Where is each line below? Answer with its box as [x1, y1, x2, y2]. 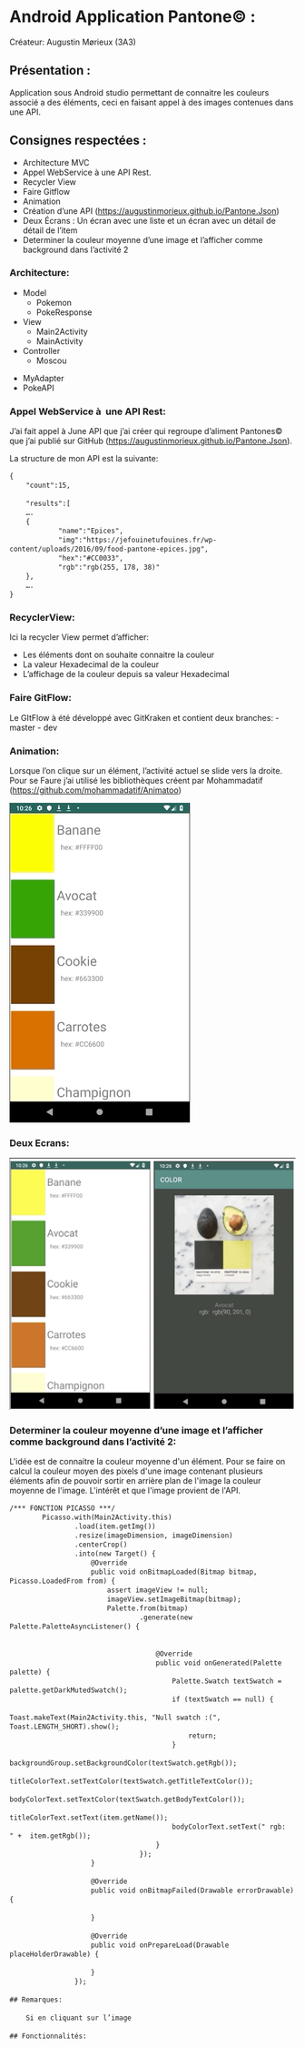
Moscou [35, 355, 67, 366]
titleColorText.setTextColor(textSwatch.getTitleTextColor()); [9, 1777, 254, 1786]
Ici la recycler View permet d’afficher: [9, 632, 150, 643]
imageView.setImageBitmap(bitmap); [106, 1595, 242, 1604]
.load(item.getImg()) [74, 1522, 156, 1531]
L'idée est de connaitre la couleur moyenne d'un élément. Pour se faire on [9, 1456, 286, 1467]
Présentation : [9, 63, 91, 78]
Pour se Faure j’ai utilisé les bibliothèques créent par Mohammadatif [9, 776, 263, 786]
